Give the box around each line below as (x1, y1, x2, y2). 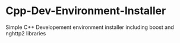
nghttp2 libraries (5, 29, 46, 37)
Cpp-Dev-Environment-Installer (5, 4, 166, 18)
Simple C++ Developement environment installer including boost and (5, 24, 175, 31)
